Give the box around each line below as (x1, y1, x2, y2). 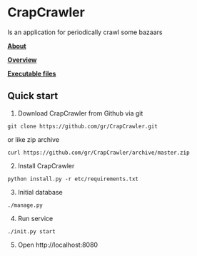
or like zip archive (7, 135, 59, 143)
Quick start (7, 90, 59, 102)
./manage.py (7, 201, 43, 209)
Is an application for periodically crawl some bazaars (7, 28, 163, 36)
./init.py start (7, 227, 56, 235)
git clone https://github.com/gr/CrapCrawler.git (7, 123, 158, 130)
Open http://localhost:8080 (17, 240, 98, 249)
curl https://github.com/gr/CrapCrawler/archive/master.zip (7, 149, 191, 156)
